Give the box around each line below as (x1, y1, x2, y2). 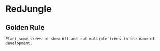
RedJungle (5, 3, 52, 15)
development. (5, 41, 33, 46)
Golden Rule (5, 23, 45, 32)
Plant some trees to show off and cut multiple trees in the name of (5, 36, 155, 41)
